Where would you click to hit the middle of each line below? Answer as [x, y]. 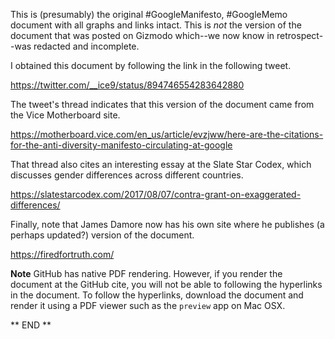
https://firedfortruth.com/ [62, 254]
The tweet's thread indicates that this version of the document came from [162, 104]
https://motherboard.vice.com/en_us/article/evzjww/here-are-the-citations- [167, 134]
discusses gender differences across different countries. [127, 175]
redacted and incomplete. [86, 46]
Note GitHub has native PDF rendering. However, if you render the [146, 273]
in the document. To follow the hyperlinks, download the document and [157, 295]
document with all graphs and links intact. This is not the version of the [156, 25]
